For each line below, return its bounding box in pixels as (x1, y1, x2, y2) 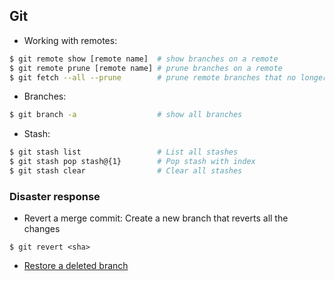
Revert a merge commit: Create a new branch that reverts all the (23, 212, 289, 224)
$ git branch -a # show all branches (9, 110, 243, 120)
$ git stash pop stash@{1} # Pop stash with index (9, 157, 256, 167)
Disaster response (9, 189, 101, 203)
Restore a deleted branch (23, 260, 129, 272)
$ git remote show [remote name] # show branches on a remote (9, 54, 279, 64)
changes (23, 223, 61, 235)
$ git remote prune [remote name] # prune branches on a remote (9, 63, 283, 73)
